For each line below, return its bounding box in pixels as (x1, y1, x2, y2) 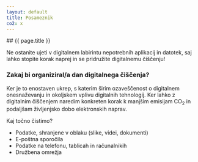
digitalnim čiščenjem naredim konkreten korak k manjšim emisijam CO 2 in (6, 97, 191, 106)
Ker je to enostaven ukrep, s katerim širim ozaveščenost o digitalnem (6, 84, 180, 92)
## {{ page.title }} (6, 37, 51, 45)
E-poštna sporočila (15, 136, 64, 143)
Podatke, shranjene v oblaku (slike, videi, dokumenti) (15, 129, 148, 136)
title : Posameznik (6, 15, 53, 21)
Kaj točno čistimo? (6, 117, 53, 125)
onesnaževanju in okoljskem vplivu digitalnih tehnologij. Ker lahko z (6, 91, 175, 98)
